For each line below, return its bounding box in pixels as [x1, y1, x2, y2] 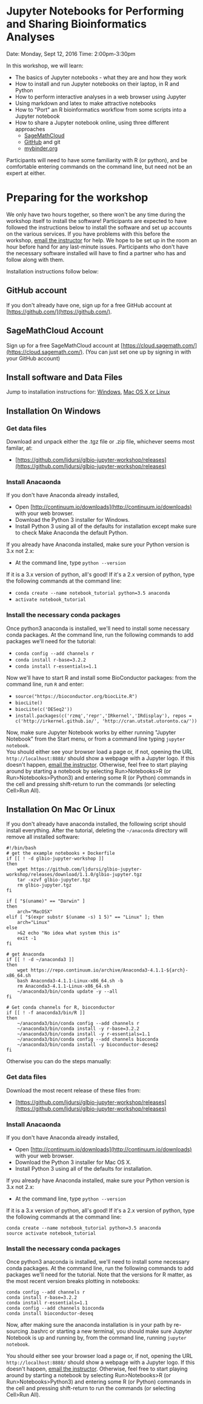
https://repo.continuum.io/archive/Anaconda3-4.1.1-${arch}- [30, 967, 188, 973]
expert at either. [6, 169, 46, 177]
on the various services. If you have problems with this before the [6, 230, 170, 238]
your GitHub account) [6, 354, 61, 362]
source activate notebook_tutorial [6, 1230, 96, 1236]
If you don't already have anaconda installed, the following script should [6, 820, 186, 827]
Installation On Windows [6, 406, 101, 416]
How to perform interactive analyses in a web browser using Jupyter [15, 93, 187, 100]
